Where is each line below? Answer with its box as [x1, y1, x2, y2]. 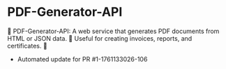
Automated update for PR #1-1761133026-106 [17, 55, 148, 63]
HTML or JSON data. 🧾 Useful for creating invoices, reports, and [7, 34, 193, 42]
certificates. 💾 [7, 41, 47, 50]
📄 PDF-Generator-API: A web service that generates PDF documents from [7, 27, 220, 35]
